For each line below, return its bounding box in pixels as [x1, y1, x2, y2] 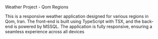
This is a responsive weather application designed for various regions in [5, 13, 149, 19]
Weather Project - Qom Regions [5, 4, 69, 10]
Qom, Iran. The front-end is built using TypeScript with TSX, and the [5, 19, 141, 24]
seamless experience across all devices [5, 29, 85, 34]
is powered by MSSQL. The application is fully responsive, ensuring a [14, 24, 153, 29]
